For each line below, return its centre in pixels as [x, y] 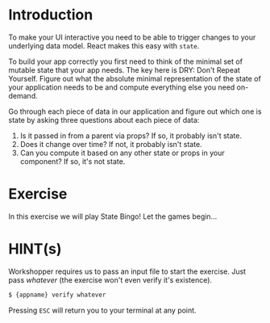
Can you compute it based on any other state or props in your [122, 153]
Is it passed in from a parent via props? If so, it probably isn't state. [131, 136]
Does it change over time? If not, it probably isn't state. [111, 144]
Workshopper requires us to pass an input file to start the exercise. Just [127, 271]
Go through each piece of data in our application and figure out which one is [135, 111]
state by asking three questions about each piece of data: [104, 120]
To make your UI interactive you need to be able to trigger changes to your [132, 37]
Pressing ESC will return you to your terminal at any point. [102, 310]
